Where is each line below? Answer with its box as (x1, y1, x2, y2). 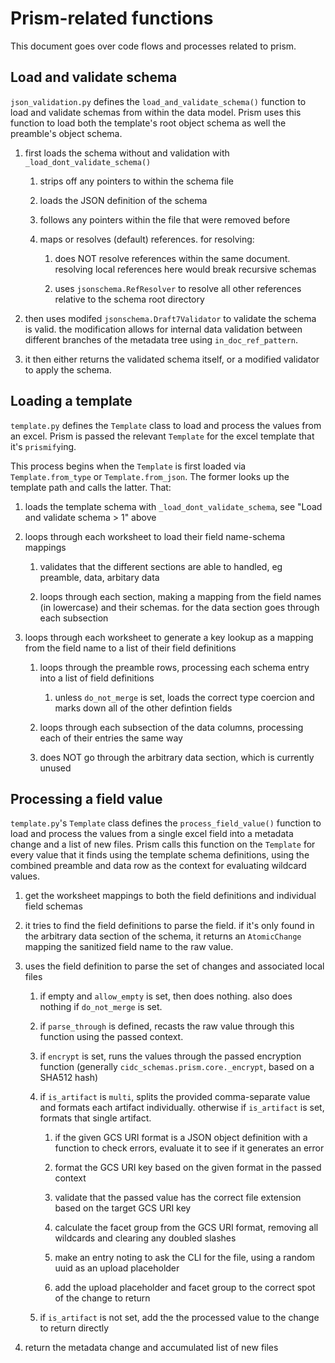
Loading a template (10, 393, 133, 410)
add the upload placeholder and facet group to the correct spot (54, 1282, 316, 1294)
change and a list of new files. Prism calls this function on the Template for (10, 838, 316, 851)
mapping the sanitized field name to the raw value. (24, 941, 234, 953)
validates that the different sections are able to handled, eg (39, 560, 283, 572)
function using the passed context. (39, 1031, 184, 1043)
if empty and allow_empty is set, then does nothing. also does (39, 990, 293, 1002)
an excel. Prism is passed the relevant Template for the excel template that (10, 430, 315, 442)
